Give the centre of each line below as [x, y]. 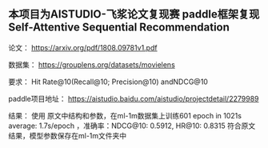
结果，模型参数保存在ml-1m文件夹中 [68, 135]
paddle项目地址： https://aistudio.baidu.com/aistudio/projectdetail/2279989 [134, 98]
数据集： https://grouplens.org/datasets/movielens [92, 64]
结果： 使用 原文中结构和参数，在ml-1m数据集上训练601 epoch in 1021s [125, 115]
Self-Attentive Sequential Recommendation [119, 28]
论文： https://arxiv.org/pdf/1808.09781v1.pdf [83, 47]
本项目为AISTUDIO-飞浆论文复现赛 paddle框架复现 [134, 14]
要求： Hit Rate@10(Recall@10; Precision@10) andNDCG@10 [108, 82]
